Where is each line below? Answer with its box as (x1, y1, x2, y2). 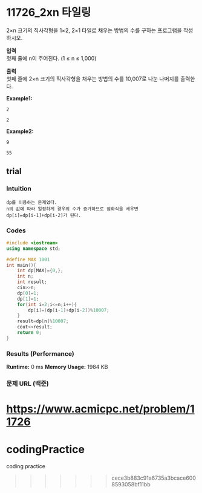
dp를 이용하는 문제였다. (6, 199, 57, 206)
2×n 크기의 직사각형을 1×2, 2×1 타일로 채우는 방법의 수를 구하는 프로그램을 (6, 27, 183, 34)
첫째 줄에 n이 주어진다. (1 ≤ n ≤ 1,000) (6, 54, 97, 62)
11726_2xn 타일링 (6, 5, 91, 19)
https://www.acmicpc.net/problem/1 (6, 402, 195, 416)
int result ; (17, 279, 47, 285)
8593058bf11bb (111, 481, 151, 488)
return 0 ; (17, 330, 42, 336)
